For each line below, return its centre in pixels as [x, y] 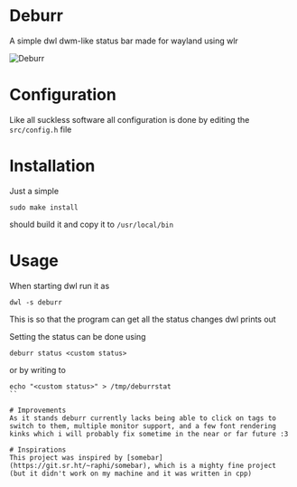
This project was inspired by [66, 457]
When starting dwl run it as [60, 286]
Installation [52, 166]
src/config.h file [41, 129]
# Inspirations [38, 450]
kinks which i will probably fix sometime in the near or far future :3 [149, 434]
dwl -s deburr [36, 302]
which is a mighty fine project [216, 465]
